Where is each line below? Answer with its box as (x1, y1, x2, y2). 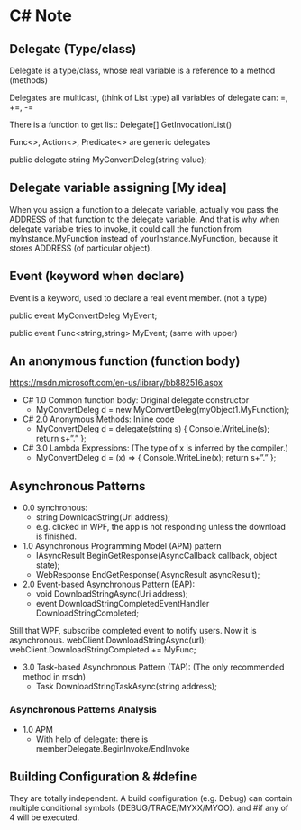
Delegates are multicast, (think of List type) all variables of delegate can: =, (9, 92, 288, 103)
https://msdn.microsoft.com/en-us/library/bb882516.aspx (9, 378, 223, 388)
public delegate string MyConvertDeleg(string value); (9, 154, 207, 165)
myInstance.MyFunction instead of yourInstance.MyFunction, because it (9, 233, 278, 243)
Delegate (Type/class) (9, 41, 137, 57)
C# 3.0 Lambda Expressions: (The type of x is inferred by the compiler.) (22, 442, 288, 453)
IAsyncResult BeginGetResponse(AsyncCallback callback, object (35, 551, 278, 561)
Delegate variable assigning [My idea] (9, 180, 227, 196)
